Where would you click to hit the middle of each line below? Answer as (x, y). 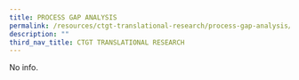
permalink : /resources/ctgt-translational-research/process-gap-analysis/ (151, 26)
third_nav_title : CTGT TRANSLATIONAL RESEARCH (97, 42)
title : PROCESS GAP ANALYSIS (63, 17)
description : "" (39, 34)
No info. (24, 68)
